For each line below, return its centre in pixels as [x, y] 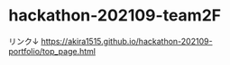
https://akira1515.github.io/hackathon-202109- [127, 41]
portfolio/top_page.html [52, 51]
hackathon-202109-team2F [115, 16]
